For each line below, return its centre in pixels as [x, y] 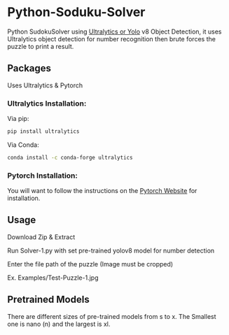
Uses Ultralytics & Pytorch [45, 85]
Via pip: [18, 119]
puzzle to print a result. [41, 46]
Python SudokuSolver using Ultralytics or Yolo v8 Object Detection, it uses [114, 31]
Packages [29, 68]
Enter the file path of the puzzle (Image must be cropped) [90, 264]
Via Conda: [23, 145]
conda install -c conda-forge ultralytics [70, 157]
